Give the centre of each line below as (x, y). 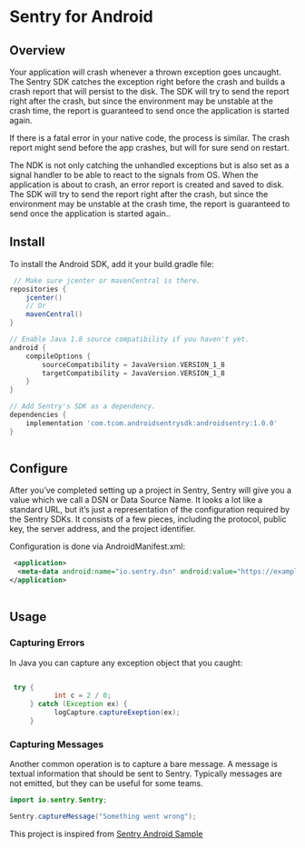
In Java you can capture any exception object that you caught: (126, 663)
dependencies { (38, 415)
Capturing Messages (57, 744)
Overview (38, 50)
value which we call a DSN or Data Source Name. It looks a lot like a (136, 500)
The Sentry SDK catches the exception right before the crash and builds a (148, 82)
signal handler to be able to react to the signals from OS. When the (134, 175)
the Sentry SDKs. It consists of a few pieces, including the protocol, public (148, 519)
